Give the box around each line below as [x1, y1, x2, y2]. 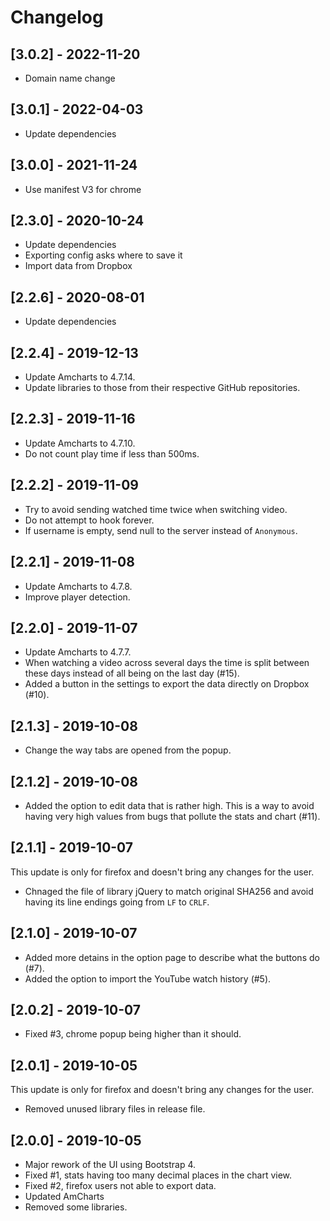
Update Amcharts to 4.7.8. [24, 580, 133, 592]
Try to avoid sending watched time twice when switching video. [24, 503, 288, 515]
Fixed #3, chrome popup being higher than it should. [24, 1028, 242, 1040]
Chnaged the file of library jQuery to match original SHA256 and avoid [24, 885, 314, 897]
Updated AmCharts [24, 1191, 105, 1202]
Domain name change [24, 72, 116, 84]
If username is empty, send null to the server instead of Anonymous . [24, 524, 298, 536]
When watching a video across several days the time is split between [24, 657, 310, 669]
